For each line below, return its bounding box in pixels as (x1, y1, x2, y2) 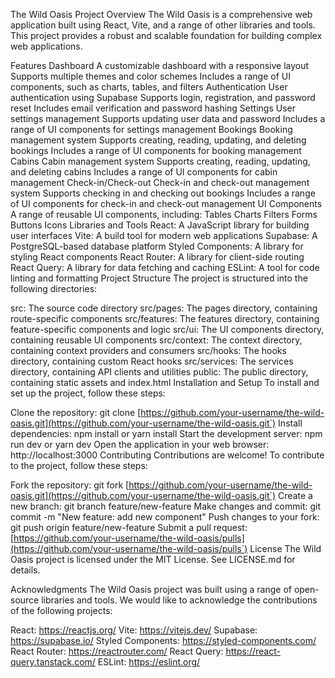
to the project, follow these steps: (10, 460, 148, 471)
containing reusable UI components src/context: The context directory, (10, 334, 303, 346)
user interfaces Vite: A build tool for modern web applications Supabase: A (10, 230, 318, 241)
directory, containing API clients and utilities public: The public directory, (10, 366, 309, 378)
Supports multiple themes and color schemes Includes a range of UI (10, 70, 291, 82)
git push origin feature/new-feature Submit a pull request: (10, 522, 248, 533)
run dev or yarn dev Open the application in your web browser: (10, 439, 270, 450)
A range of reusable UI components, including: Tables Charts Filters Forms (10, 209, 318, 220)
